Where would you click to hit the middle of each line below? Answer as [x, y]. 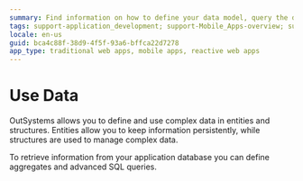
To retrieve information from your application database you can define [140, 158]
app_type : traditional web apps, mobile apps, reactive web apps [134, 51]
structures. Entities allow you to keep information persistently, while [135, 131]
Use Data [44, 96]
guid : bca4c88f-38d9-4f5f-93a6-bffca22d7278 [94, 43]
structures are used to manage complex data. [94, 140]
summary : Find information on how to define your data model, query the [149, 18]
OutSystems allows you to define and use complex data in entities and [140, 121]
